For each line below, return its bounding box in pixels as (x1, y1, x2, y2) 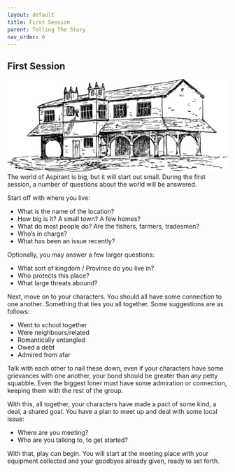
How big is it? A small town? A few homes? (17, 214, 141, 223)
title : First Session (7, 18, 71, 26)
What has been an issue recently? (17, 236, 115, 245)
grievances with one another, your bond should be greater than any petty (7, 371, 218, 380)
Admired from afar (17, 350, 71, 359)
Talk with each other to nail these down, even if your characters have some (7, 364, 224, 372)
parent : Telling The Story (7, 26, 86, 33)
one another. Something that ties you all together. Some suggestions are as (7, 299, 224, 308)
